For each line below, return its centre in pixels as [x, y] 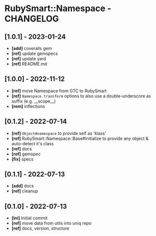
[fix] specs [22, 159]
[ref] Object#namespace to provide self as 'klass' [59, 133]
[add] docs [23, 186]
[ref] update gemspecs [35, 53]
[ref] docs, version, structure [40, 228]
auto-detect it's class [33, 143]
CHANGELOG [32, 19]
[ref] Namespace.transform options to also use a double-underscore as [81, 96]
